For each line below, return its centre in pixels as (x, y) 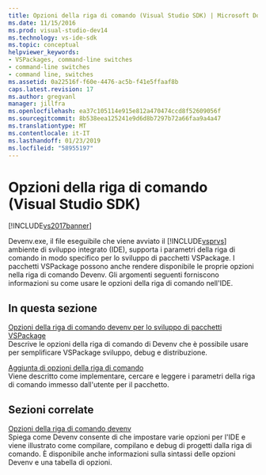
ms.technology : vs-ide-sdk (53, 38)
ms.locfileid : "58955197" (51, 148)
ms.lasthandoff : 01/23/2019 (55, 141)
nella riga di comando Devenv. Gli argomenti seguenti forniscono (114, 275)
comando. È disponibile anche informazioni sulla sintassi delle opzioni (122, 454)
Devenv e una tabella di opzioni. (60, 462)
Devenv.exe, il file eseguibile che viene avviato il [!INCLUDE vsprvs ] (118, 241)
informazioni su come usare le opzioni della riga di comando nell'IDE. (121, 283)
